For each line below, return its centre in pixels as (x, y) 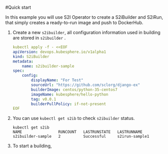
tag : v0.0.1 (44, 99)
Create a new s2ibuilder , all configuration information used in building (87, 32)
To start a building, (32, 146)
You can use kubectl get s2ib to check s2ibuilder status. (74, 118)
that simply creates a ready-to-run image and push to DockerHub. (74, 23)
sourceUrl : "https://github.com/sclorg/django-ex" (86, 85)
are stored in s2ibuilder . (39, 38)
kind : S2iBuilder (31, 56)
